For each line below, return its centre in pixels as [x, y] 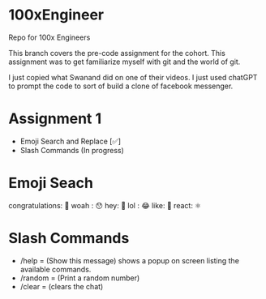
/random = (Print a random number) [80, 278]
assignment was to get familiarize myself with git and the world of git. [124, 62]
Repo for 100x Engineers [49, 37]
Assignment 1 [55, 119]
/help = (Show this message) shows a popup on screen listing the [129, 260]
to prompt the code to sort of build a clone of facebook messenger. [121, 86]
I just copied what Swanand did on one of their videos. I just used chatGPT [133, 77]
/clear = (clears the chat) [62, 286]
